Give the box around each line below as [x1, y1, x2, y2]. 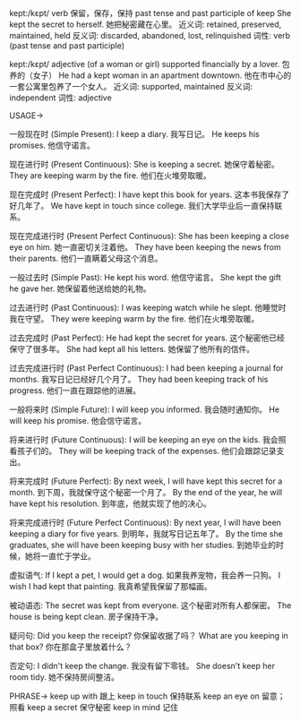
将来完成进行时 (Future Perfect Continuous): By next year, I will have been [9, 518, 282, 528]
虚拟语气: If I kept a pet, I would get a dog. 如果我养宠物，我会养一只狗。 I [9, 570, 281, 580]
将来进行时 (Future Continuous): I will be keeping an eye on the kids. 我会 [9, 434, 279, 445]
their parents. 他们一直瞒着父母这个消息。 [9, 253, 163, 263]
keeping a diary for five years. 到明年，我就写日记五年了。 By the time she [9, 528, 284, 539]
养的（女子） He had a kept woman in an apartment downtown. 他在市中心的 [9, 70, 292, 81]
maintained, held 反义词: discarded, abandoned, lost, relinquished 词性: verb [9, 30, 291, 40]
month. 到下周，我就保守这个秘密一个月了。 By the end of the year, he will [9, 487, 283, 497]
